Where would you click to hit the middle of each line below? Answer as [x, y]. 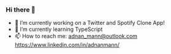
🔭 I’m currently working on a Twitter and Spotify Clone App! [89, 23]
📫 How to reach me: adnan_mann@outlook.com [76, 36]
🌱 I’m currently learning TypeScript [59, 29]
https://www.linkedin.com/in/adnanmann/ [67, 45]
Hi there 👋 [21, 10]
